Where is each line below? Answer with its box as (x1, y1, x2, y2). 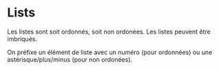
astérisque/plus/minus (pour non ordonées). (7, 55, 133, 63)
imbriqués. (7, 34, 38, 43)
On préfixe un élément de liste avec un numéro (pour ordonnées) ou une (7, 48, 213, 56)
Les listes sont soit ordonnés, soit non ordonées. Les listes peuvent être (7, 27, 211, 36)
